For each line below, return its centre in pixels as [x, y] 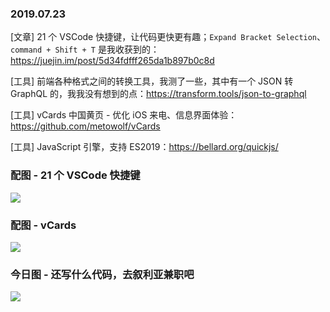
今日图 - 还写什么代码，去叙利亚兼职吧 [102, 274]
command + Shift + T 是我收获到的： [85, 49]
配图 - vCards [43, 225]
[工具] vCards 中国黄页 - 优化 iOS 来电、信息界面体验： [124, 115]
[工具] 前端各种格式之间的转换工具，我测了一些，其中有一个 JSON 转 [152, 81]
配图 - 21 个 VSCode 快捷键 [75, 175]
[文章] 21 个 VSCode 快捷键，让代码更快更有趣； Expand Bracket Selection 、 [168, 37]
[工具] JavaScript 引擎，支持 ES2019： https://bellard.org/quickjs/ [144, 147]
